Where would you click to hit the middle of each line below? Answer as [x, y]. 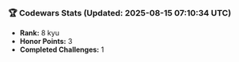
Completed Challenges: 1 [62, 49]
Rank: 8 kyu [39, 33]
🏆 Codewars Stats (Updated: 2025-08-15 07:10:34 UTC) [120, 13]
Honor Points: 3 [46, 42]
